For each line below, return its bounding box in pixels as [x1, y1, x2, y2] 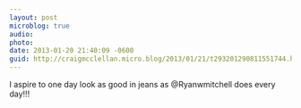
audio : [9, 29, 34, 38]
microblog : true [9, 21, 70, 30]
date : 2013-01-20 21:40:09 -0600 [9, 46, 134, 55]
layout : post [9, 12, 58, 22]
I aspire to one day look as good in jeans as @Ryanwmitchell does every [9, 79, 276, 89]
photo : [9, 37, 34, 47]
